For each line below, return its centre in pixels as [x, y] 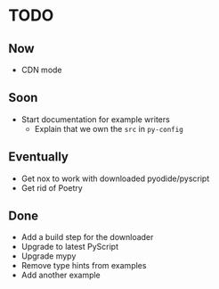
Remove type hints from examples [84, 266]
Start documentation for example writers [95, 119]
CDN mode [42, 70]
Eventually [38, 157]
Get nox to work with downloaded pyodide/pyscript [115, 178]
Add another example [61, 275]
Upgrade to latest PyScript [70, 247]
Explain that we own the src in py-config [109, 128]
